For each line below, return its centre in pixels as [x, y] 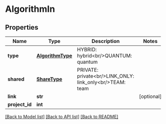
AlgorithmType [54, 56]
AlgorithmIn [30, 9]
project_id [20, 104]
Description [105, 41]
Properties [22, 27]
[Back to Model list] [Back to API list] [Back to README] [62, 117]
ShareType [49, 79]
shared [16, 79]
